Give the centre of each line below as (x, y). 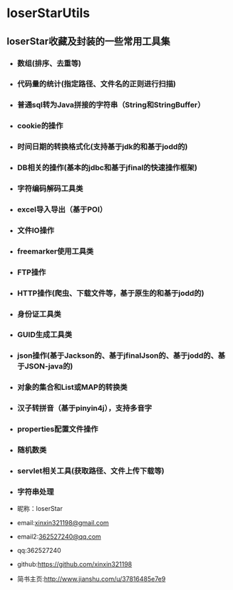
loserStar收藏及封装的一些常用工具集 (88, 41)
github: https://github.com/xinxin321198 (74, 564)
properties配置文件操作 (57, 429)
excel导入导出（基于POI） (62, 209)
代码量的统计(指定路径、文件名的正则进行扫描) (96, 84)
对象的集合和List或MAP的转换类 (72, 388)
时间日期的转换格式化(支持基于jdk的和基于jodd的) (102, 147)
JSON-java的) (49, 366)
